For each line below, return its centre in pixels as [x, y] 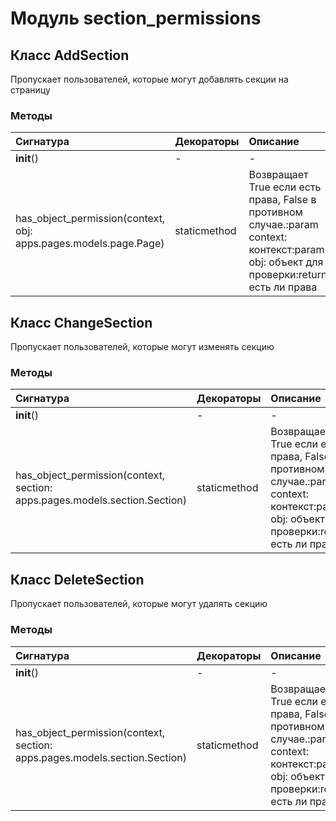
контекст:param [286, 250]
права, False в [282, 200]
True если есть [285, 187]
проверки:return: [289, 275]
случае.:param [283, 225]
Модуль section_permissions [136, 18]
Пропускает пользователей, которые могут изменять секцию [142, 347]
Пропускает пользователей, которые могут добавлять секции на [149, 79]
